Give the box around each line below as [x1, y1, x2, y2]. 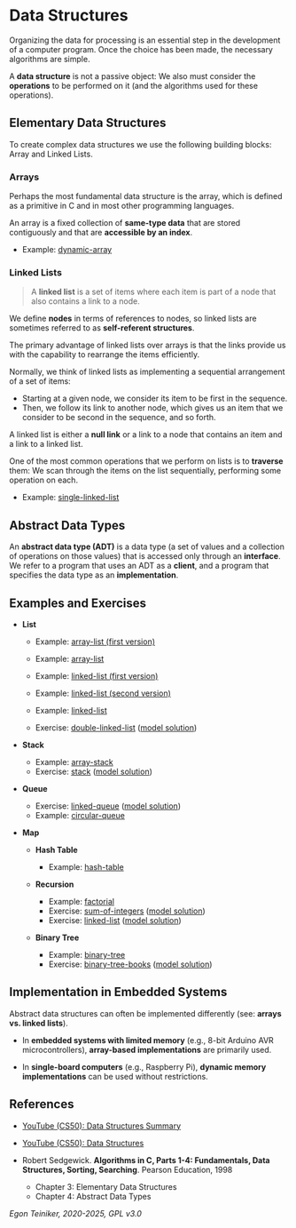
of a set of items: [9, 376, 71, 387]
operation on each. [9, 474, 78, 485]
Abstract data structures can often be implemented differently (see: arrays [9, 1008, 282, 1018]
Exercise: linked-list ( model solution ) [48, 914, 182, 925]
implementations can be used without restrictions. [21, 1071, 208, 1081]
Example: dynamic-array [21, 244, 113, 255]
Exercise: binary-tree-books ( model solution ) [48, 959, 213, 969]
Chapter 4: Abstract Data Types [35, 1191, 152, 1201]
